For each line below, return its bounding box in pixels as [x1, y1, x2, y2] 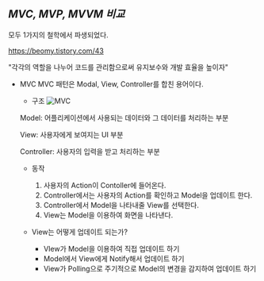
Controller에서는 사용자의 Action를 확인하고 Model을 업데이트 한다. [43, 190, 253, 200]
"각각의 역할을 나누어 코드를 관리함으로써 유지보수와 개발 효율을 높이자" [8, 62, 228, 71]
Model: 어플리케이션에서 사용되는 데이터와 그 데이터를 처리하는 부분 [19, 113, 229, 122]
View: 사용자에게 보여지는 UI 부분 [19, 129, 124, 139]
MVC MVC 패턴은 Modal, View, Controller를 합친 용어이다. [19, 79, 204, 89]
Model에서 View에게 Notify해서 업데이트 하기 [43, 253, 185, 264]
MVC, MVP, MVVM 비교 [8, 7, 125, 21]
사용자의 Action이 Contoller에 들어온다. [43, 180, 166, 190]
